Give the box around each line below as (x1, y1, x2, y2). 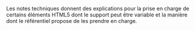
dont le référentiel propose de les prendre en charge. (6, 18, 137, 24)
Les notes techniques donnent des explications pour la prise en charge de (6, 5, 190, 12)
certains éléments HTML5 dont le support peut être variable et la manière (6, 11, 188, 18)
